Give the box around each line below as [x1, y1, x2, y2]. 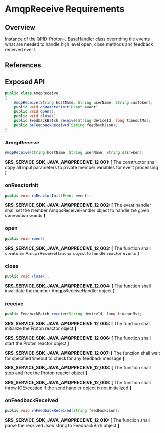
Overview [5, 23, 36, 32]
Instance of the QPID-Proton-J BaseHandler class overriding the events [5, 36, 150, 42]
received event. [5, 47, 37, 52]
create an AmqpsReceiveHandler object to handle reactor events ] [5, 250, 139, 256]
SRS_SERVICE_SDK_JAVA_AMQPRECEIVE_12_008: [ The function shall [5, 364, 151, 370]
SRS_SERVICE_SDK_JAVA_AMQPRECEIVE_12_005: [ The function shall [5, 320, 151, 326]
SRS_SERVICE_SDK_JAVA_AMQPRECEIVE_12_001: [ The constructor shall [5, 159, 157, 165]
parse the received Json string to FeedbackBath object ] [5, 423, 120, 429]
